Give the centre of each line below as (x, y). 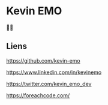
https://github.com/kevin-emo (43, 60)
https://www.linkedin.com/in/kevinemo (54, 72)
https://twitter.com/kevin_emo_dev (49, 84)
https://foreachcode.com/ (38, 95)
